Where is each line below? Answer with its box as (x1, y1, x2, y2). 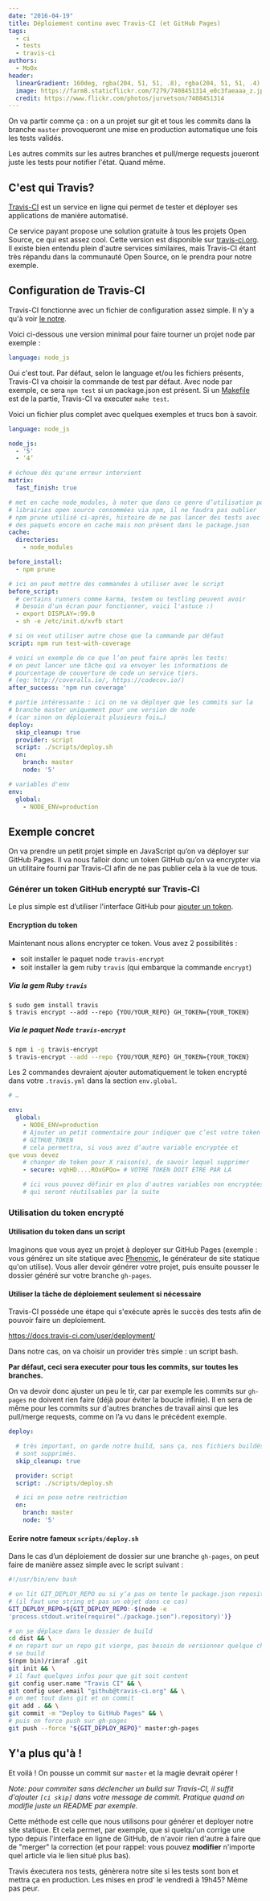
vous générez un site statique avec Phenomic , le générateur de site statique (8, 1254, 260, 1263)
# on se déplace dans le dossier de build (8, 1627, 153, 1635)
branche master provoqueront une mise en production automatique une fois (8, 125, 259, 134)
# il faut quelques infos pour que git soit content (8, 1672, 189, 1680)
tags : (8, 27, 27, 35)
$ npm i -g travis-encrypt (8, 1045, 99, 1053)
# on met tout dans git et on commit (8, 1694, 135, 1703)
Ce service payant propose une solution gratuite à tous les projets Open (8, 226, 247, 236)
